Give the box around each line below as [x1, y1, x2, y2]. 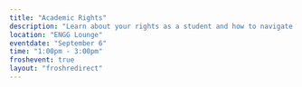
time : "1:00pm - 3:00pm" [9, 47, 103, 56]
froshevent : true [9, 55, 75, 64]
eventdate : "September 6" [9, 38, 107, 48]
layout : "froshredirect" [9, 64, 103, 73]
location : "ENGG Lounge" [9, 30, 103, 39]
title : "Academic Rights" [9, 13, 107, 23]
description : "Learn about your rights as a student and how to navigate [9, 22, 294, 31]
